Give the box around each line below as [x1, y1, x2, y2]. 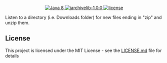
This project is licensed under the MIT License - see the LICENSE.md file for [5, 47, 162, 53]
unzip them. [5, 20, 30, 25]
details [5, 52, 19, 58]
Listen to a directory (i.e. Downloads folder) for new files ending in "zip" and [5, 14, 162, 20]
